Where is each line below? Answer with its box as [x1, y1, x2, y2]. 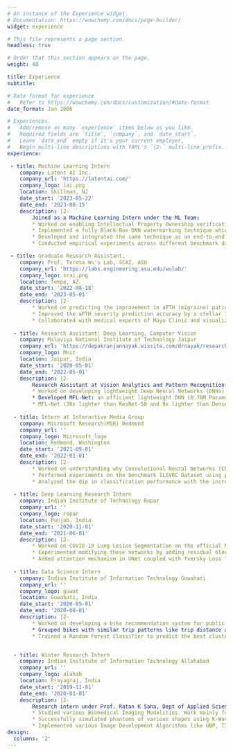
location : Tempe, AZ [19, 278, 79, 285]
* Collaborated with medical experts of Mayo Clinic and [32, 317, 200, 324]
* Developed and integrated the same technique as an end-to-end [32, 234, 225, 241]
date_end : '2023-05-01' [19, 291, 89, 298]
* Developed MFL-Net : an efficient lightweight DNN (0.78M [32, 395, 207, 401]
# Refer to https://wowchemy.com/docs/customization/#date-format [7, 98, 209, 106]
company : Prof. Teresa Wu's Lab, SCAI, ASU [19, 259, 148, 266]
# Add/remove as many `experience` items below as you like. [7, 124, 194, 132]
